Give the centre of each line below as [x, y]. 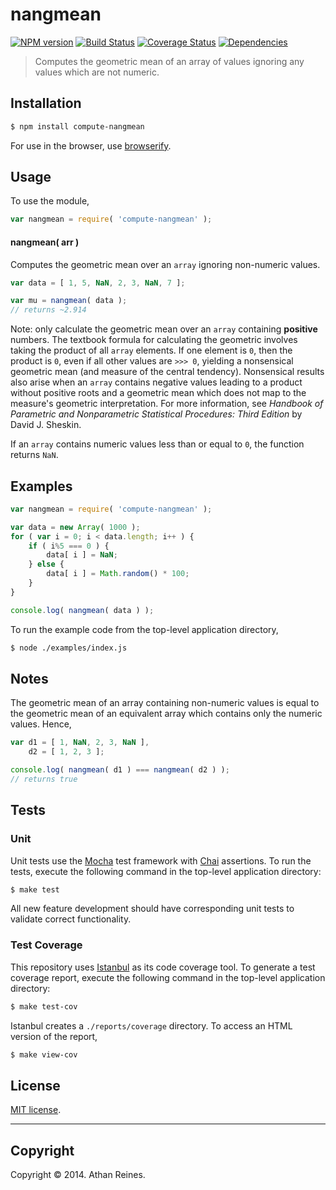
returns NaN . [34, 455]
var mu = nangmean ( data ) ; [69, 301]
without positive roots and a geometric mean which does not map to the [158, 393]
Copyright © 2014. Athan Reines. [78, 1175]
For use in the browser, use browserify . [91, 145]
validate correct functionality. [71, 919]
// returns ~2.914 [48, 310]
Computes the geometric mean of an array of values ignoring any [169, 61]
